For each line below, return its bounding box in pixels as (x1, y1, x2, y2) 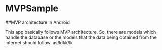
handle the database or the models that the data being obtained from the (5, 34, 157, 40)
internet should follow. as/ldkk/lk (5, 39, 73, 45)
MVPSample (5, 3, 59, 14)
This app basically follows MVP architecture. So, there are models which (5, 29, 156, 35)
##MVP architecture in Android (5, 19, 70, 25)
